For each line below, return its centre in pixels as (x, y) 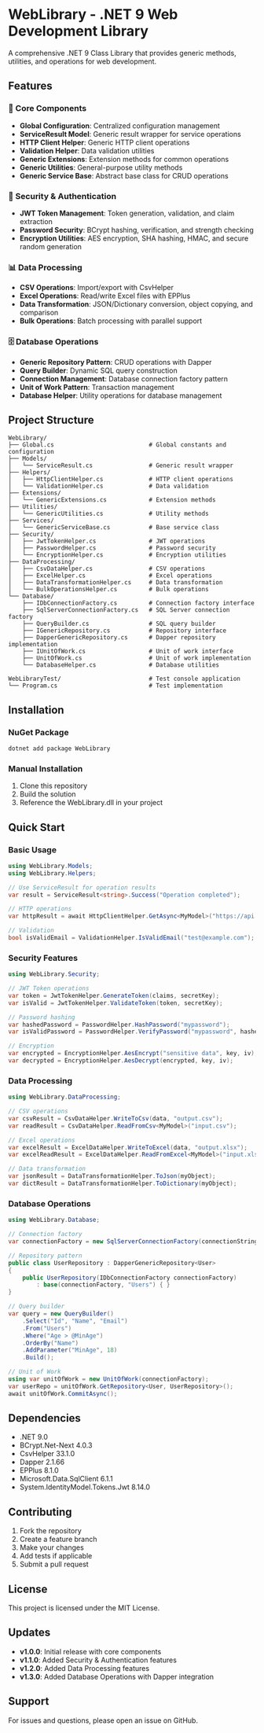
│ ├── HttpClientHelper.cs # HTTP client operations (121, 480)
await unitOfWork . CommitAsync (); (63, 1393)
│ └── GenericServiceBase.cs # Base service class (114, 528)
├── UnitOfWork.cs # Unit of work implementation (137, 658)
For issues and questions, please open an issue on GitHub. (103, 1720)
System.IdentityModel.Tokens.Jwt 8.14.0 (85, 1487)
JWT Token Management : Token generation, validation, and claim (127, 213)
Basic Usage (33, 849)
